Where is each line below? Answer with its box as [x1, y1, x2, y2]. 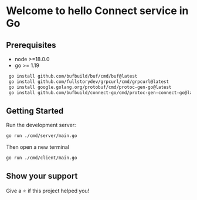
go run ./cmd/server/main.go [6, 133, 77, 139]
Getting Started [6, 106, 64, 116]
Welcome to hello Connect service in [6, 4, 189, 18]
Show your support [6, 171, 78, 181]
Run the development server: [6, 122, 76, 129]
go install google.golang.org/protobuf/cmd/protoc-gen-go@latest [8, 84, 172, 90]
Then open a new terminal [6, 144, 69, 151]
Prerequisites [6, 40, 56, 50]
